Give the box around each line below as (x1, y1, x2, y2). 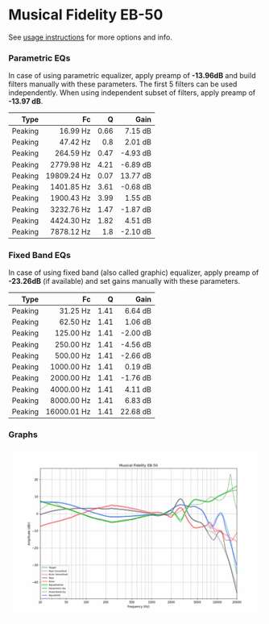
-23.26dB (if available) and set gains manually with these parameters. (8, 277, 240, 286)
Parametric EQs (8, 52, 71, 64)
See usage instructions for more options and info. (8, 32, 173, 42)
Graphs (8, 429, 38, 440)
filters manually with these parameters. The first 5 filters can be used (8, 79, 238, 89)
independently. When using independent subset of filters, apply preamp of (8, 88, 256, 98)
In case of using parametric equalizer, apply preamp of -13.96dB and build (8, 71, 256, 81)
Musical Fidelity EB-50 (8, 6, 163, 24)
